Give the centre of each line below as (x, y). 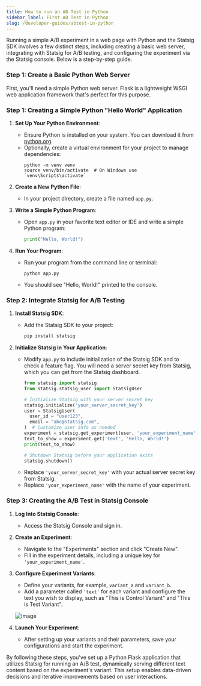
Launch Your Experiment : (47, 628)
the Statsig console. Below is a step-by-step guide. (69, 59)
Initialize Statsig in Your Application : (61, 348)
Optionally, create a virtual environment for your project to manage (106, 148)
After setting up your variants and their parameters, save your (100, 639)
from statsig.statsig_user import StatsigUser (83, 388)
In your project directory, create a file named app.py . (88, 198)
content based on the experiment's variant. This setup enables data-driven (99, 670)
